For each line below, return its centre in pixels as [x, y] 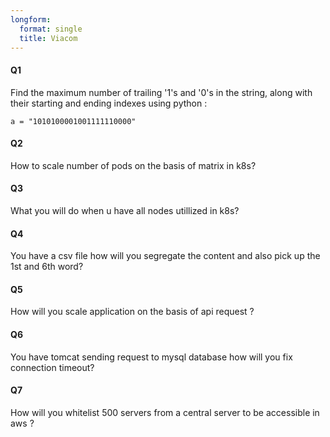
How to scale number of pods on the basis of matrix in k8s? [133, 165]
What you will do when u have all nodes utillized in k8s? [125, 210]
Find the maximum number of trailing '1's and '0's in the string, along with [161, 92]
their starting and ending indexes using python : [109, 103]
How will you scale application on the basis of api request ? [132, 312]
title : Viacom [48, 38]
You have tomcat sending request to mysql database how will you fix [151, 357]
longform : [31, 19]
